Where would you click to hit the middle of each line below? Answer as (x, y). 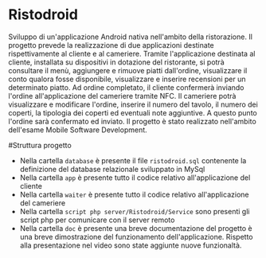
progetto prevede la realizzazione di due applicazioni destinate (111, 45)
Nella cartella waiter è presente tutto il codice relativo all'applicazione (134, 194)
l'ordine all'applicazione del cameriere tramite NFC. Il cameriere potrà (122, 96)
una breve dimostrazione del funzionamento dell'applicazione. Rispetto (136, 236)
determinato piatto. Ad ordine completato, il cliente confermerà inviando (126, 87)
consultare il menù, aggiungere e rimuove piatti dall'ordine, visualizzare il (128, 70)
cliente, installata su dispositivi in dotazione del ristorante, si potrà (116, 62)
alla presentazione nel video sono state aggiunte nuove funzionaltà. (131, 245)
